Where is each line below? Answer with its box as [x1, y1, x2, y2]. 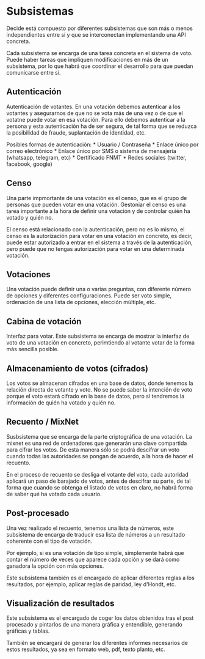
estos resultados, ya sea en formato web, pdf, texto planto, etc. [6, 646, 165, 653]
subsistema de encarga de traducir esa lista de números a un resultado [6, 531, 185, 538]
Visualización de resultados [6, 598, 115, 609]
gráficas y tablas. [6, 627, 50, 635]
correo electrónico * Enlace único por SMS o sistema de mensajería [6, 147, 177, 154]
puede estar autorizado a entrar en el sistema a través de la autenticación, [6, 239, 193, 246]
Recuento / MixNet [6, 417, 79, 427]
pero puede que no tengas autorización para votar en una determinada [6, 245, 185, 252]
